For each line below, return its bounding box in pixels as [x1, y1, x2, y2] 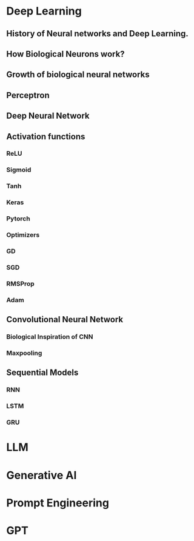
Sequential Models [6, 368, 79, 378]
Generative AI [6, 468, 77, 482]
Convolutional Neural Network [6, 314, 124, 325]
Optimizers [6, 231, 40, 239]
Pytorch [6, 214, 30, 223]
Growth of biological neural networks [6, 70, 150, 80]
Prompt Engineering [6, 496, 109, 509]
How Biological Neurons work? [6, 48, 125, 59]
